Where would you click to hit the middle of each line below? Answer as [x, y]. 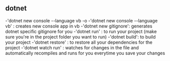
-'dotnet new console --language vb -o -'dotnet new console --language [81, 20]
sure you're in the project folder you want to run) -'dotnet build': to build [80, 37]
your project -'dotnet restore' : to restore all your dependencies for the [79, 42]
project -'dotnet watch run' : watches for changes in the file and [72, 47]
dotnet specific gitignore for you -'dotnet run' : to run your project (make [81, 31]
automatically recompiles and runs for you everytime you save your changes [85, 53]
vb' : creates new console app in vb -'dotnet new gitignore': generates [79, 26]
